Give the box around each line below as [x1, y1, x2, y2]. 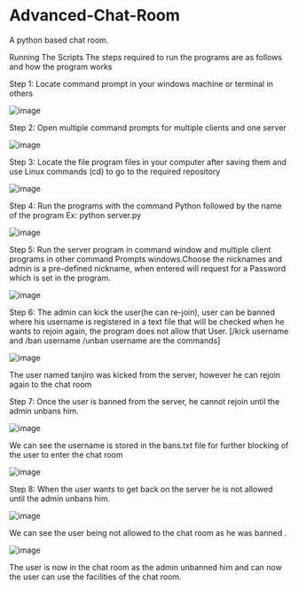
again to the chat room [9, 379, 92, 389]
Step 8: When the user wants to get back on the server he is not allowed [9, 483, 273, 494]
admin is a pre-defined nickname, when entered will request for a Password [9, 263, 286, 273]
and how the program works [9, 61, 113, 72]
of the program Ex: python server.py [9, 209, 142, 220]
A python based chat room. [9, 35, 109, 45]
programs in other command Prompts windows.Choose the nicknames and [9, 254, 282, 264]
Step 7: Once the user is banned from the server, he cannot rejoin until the [9, 396, 280, 406]
